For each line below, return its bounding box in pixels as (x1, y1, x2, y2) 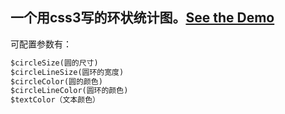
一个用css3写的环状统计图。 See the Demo (10, 9, 275, 27)
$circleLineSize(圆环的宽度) (10, 67, 125, 77)
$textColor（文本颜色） (10, 95, 100, 105)
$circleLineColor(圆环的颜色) (10, 86, 129, 96)
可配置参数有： (10, 38, 72, 50)
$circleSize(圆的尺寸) (10, 58, 99, 68)
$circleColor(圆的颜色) (10, 76, 103, 87)
